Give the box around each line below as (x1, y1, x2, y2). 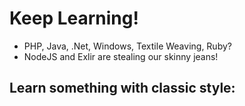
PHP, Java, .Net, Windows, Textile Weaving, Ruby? (23, 40, 232, 52)
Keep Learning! (9, 7, 139, 30)
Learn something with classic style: (9, 80, 236, 97)
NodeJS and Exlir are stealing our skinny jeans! (23, 50, 219, 62)
